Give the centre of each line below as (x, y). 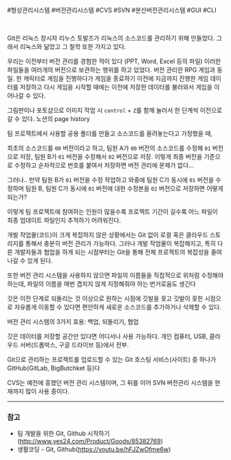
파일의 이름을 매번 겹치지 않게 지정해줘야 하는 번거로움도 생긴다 (111, 284)
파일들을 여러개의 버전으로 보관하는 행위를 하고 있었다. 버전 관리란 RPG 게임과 (111, 70)
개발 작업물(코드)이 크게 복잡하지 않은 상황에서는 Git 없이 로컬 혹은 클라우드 (108, 235)
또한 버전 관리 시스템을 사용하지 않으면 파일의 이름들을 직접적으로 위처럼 (103, 275)
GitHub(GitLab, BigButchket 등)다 (54, 368)
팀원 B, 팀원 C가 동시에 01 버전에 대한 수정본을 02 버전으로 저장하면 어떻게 (124, 188)
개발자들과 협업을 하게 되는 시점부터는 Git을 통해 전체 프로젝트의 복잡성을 (112, 252)
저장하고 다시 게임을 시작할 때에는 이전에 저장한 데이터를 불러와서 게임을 (116, 87)
